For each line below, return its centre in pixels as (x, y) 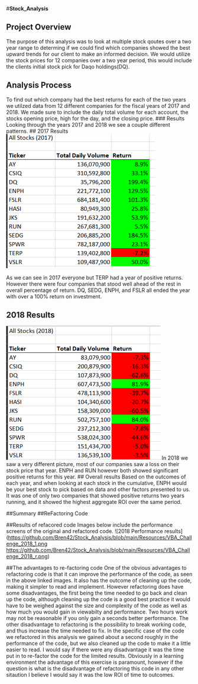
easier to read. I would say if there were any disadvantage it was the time (95, 650)
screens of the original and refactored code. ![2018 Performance (85, 531)
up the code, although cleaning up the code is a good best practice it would (98, 599)
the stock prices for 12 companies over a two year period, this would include (99, 60)
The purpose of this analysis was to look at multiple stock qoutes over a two (99, 41)
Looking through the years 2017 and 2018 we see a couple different (88, 124)
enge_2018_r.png (27, 557)
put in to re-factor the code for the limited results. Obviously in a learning (95, 656)
